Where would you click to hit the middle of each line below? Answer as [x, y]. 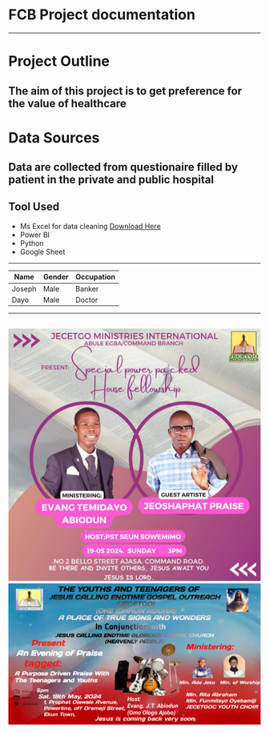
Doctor [87, 300]
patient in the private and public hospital [111, 180]
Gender [56, 277]
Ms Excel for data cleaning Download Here [90, 226]
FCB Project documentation [102, 15]
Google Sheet [42, 252]
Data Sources [54, 137]
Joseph [24, 288]
